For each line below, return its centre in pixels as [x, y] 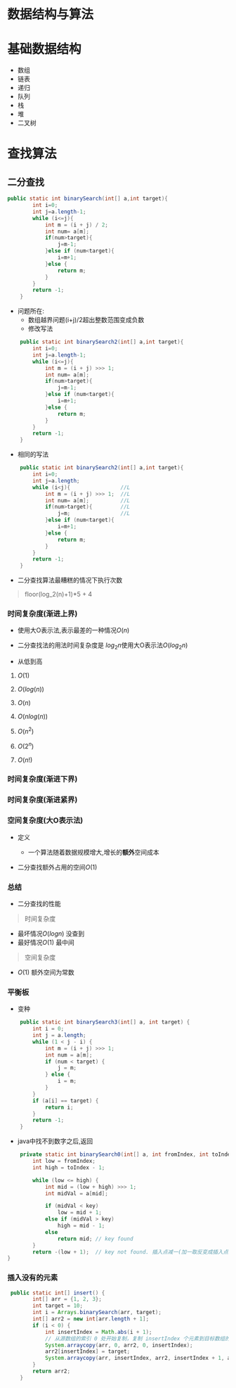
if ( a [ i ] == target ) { [66, 1101]
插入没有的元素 [33, 1278]
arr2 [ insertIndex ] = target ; [87, 1351]
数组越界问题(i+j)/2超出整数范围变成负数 [86, 320]
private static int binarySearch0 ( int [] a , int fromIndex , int [114, 1154]
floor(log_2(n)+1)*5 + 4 [58, 594]
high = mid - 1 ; [81, 1226]
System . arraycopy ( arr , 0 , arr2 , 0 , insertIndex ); [119, 1345]
